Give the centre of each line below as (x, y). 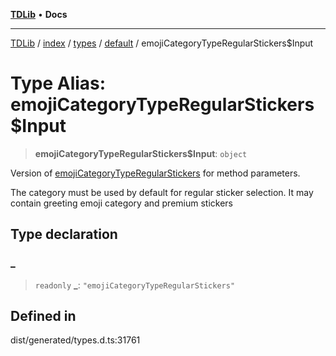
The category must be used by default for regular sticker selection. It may (162, 192)
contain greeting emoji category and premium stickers (122, 203)
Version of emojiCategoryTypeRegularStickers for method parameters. (155, 173)
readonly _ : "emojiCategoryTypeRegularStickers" (135, 285)
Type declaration (64, 234)
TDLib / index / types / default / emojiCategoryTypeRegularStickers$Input (162, 43)
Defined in (43, 316)
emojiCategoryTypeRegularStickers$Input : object (141, 153)
